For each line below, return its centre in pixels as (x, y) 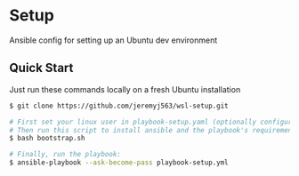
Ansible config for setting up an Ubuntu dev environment (113, 40)
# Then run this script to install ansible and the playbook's (129, 130)
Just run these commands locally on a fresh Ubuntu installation (125, 89)
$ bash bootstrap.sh (48, 139)
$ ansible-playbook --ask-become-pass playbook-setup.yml (119, 163)
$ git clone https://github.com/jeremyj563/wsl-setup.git (119, 106)
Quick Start (41, 68)
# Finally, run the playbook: (65, 155)
